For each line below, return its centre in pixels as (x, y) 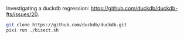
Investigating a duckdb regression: (48, 8)
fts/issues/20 (22, 14)
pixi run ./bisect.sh (33, 30)
